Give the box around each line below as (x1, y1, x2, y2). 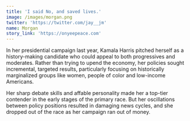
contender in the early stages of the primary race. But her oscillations (6, 96, 175, 103)
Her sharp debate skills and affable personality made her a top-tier (6, 90, 168, 97)
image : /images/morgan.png (6, 14, 73, 20)
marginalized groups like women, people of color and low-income (6, 72, 166, 79)
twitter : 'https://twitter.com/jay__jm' (6, 19, 107, 25)
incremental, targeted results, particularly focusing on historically (6, 66, 165, 73)
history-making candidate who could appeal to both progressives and (6, 53, 175, 60)
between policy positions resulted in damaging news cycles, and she (6, 102, 173, 109)
